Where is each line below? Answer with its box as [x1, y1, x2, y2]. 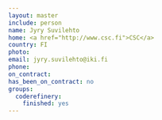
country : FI [8, 41, 48, 49]
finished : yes [22, 99, 69, 107]
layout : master [8, 11, 59, 20]
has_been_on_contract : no [8, 77, 94, 85]
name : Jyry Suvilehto [8, 26, 80, 34]
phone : [8, 63, 30, 71]
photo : [8, 48, 30, 56]
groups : [8, 84, 34, 93]
